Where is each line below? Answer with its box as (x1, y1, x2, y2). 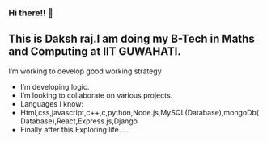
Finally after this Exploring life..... (19, 124, 129, 134)
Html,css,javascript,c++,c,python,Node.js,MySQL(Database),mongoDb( (19, 107, 260, 117)
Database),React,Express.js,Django (19, 116, 138, 126)
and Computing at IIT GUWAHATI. (8, 44, 182, 59)
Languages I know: (19, 98, 83, 108)
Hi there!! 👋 (8, 7, 54, 19)
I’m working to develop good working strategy (8, 66, 162, 76)
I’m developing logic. (19, 81, 90, 91)
